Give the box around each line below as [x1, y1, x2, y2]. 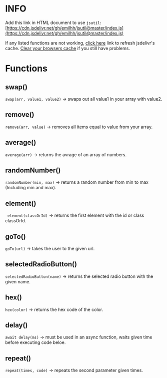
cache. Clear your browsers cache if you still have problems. [5, 45, 130, 51]
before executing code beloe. [5, 339, 66, 345]
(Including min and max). [5, 185, 56, 191]
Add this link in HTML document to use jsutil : [5, 20, 101, 26]
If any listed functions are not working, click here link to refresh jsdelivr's [5, 40, 155, 46]
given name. [5, 278, 31, 284]
